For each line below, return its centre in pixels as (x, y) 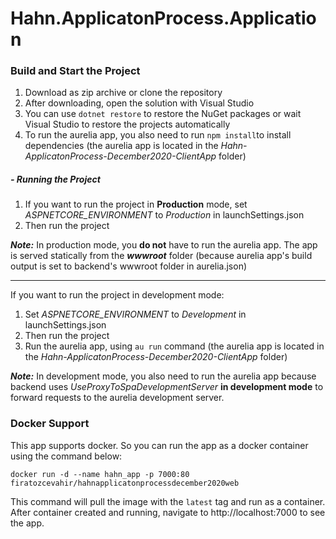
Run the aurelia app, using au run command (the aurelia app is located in (174, 346)
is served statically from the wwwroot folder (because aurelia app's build (161, 256)
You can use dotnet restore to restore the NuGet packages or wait (163, 114)
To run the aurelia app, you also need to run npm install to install (158, 135)
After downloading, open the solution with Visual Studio (139, 103)
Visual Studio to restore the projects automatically (127, 124)
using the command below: (66, 456)
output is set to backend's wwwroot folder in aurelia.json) (129, 266)
